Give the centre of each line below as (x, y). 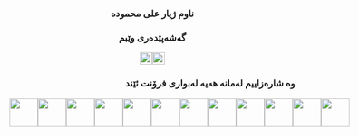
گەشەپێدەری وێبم (152, 37)
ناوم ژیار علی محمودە (152, 14)
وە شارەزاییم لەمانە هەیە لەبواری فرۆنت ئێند (210, 84)
